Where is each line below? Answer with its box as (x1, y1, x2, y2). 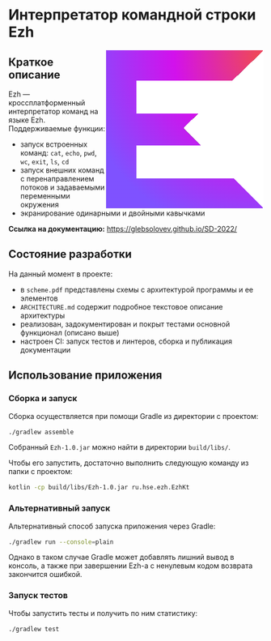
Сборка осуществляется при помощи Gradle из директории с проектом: (8, 411, 259, 421)
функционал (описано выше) (19, 327, 120, 337)
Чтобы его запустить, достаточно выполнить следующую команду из (8, 458, 249, 468)
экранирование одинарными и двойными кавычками (19, 208, 205, 218)
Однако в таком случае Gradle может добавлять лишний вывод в (8, 553, 235, 562)
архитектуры (19, 310, 66, 320)
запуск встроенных (19, 139, 87, 149)
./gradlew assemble (8, 428, 74, 436)
